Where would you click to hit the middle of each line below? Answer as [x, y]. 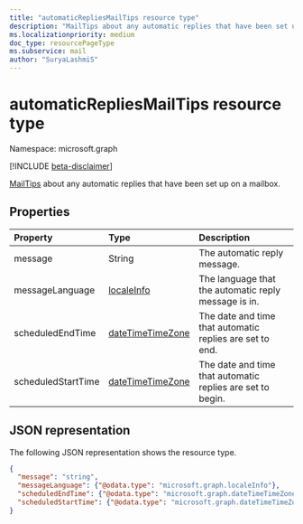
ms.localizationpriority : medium [72, 34]
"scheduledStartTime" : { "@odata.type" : [92, 502]
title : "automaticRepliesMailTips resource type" [105, 18]
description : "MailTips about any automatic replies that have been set [149, 26]
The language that [237, 278]
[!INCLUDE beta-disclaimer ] [61, 166]
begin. [211, 398]
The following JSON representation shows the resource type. [123, 452]
